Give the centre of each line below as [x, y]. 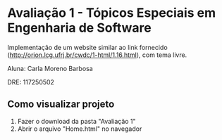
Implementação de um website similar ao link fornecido [87, 47]
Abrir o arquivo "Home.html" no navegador [80, 129]
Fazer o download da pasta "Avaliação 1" [76, 121]
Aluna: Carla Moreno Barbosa [50, 68]
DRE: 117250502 [31, 82]
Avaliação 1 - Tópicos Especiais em [112, 13]
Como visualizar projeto [61, 104]
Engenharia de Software [79, 28]
